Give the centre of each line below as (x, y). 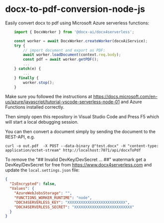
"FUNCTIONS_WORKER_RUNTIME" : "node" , (53, 198)
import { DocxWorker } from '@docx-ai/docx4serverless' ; (74, 32)
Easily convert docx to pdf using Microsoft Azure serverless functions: (77, 23)
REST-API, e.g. (20, 137)
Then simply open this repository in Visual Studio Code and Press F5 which (82, 117)
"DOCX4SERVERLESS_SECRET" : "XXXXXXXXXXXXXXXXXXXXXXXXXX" (74, 207)
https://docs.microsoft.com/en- (125, 97)
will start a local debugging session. (42, 122)
